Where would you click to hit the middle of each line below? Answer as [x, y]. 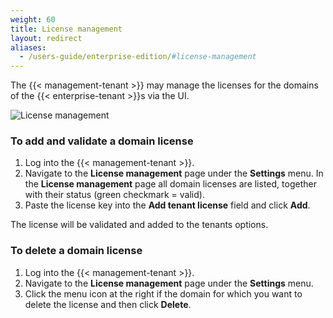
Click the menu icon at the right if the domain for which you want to [163, 293]
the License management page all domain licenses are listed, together [170, 184]
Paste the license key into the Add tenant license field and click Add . [167, 205]
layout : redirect [46, 38]
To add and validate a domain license [102, 141]
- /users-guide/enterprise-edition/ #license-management [138, 57]
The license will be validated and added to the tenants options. [139, 225]
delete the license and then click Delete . [108, 304]
